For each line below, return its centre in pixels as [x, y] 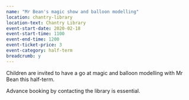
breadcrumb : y [24, 56]
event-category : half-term [39, 51]
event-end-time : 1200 [33, 39]
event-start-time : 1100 [36, 34]
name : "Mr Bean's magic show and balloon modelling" [73, 12]
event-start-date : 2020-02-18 [44, 28]
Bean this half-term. [31, 79]
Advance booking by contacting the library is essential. [73, 90]
